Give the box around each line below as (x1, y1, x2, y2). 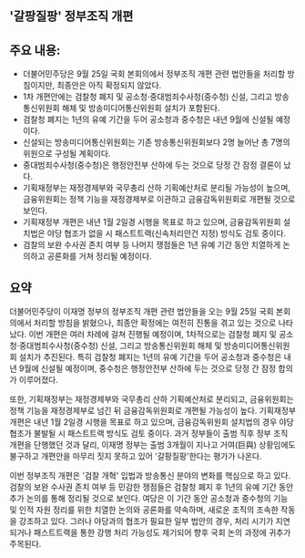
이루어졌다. (18, 375, 59, 386)
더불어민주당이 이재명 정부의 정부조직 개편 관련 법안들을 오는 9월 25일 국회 (9, 306, 275, 317)
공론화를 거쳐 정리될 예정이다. (46, 251, 152, 262)
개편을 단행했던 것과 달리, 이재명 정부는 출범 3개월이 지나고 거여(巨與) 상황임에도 (9, 439, 296, 450)
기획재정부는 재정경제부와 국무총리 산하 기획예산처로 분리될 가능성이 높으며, (22, 182, 291, 193)
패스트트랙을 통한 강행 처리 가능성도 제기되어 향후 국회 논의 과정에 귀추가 (33, 527, 291, 538)
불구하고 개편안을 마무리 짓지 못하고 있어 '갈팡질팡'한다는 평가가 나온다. (9, 450, 262, 462)
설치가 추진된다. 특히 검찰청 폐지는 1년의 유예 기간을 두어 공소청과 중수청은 (18, 352, 282, 363)
